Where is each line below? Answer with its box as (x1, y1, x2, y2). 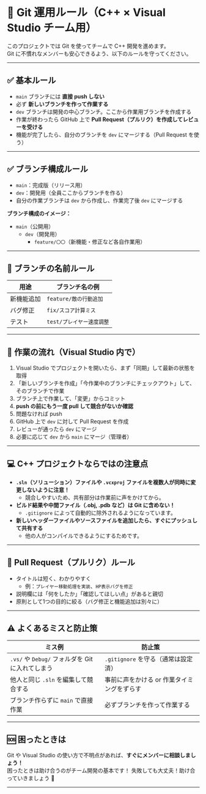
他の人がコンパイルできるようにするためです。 (24, 532, 143, 539)
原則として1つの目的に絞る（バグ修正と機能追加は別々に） (15, 598, 163, 605)
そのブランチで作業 (15, 387, 65, 395)
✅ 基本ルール (7, 75, 56, 86)
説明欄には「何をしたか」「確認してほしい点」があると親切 (15, 590, 164, 597)
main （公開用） (15, 223, 54, 230)
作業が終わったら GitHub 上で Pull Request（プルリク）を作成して (15, 116, 183, 123)
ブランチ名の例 (56, 283, 100, 291)
